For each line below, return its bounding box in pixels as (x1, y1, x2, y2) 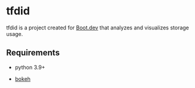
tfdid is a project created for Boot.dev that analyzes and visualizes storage (6, 24, 190, 31)
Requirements (6, 48, 60, 58)
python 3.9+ (14, 63, 45, 71)
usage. (6, 30, 23, 37)
